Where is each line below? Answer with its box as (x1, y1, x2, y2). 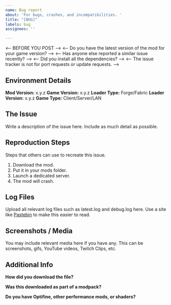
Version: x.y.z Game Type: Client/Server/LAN (5, 95, 102, 101)
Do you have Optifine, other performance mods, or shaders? (5, 294, 136, 299)
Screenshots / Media (5, 226, 73, 235)
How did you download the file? (5, 274, 74, 280)
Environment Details (5, 76, 71, 85)
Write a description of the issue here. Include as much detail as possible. (5, 123, 158, 129)
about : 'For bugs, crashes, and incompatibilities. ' (5, 12, 123, 17)
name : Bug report (5, 7, 42, 13)
